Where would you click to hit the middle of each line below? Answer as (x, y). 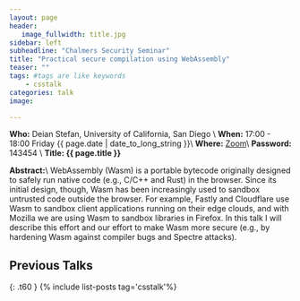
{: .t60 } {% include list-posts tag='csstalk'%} (93, 287)
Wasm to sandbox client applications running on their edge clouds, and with (149, 209)
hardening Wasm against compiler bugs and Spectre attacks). (123, 237)
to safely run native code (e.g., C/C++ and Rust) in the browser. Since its (143, 180)
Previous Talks (51, 265)
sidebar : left (36, 43)
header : (24, 26)
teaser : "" (30, 68)
